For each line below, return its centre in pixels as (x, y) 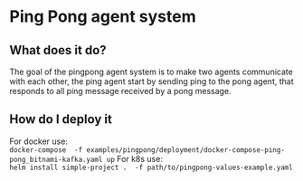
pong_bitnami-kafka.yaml (56, 159)
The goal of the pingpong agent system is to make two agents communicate (151, 71)
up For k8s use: (134, 158)
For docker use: (38, 141)
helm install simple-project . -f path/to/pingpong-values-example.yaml (151, 167)
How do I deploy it (61, 119)
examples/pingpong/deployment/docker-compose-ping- (185, 150)
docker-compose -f (46, 150)
